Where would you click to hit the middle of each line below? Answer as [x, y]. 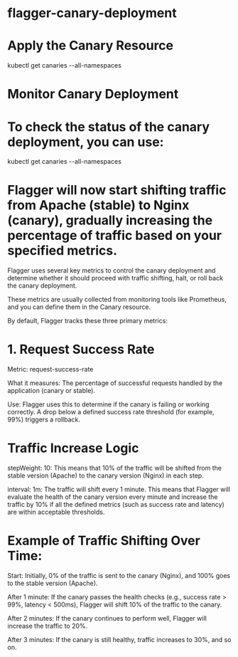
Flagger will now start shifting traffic [117, 190]
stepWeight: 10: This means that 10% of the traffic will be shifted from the [115, 468]
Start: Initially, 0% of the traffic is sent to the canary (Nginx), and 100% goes [119, 575]
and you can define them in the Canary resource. [79, 307]
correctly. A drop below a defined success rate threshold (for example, [111, 412]
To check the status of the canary [109, 127]
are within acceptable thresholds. [56, 512]
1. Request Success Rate [81, 349]
